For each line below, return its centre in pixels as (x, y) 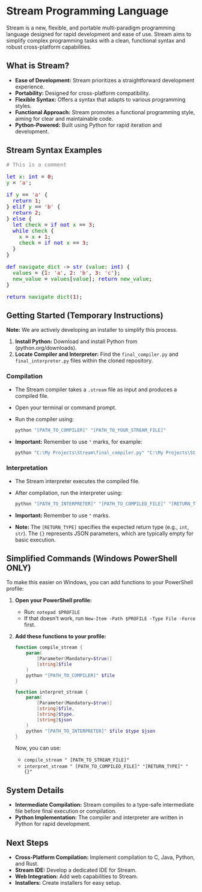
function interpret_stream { (51, 692)
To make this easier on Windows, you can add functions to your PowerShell (100, 582)
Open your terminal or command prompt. (66, 408)
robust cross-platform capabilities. (49, 47)
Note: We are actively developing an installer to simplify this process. (92, 330)
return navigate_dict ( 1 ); (44, 297)
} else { (19, 218)
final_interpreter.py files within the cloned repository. (84, 361)
